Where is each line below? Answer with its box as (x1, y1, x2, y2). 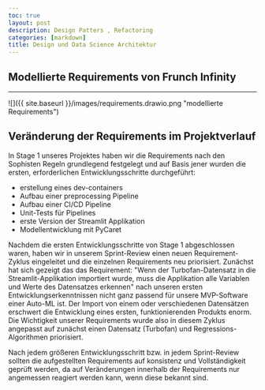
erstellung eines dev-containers (19, 182, 124, 192)
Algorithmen (8, 332, 49, 342)
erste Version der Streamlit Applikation (19, 216, 145, 226)
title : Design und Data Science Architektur (8, 41, 157, 49)
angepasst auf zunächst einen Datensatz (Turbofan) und (8, 324, 192, 333)
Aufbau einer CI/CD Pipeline (19, 199, 112, 209)
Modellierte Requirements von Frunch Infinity (8, 70, 237, 84)
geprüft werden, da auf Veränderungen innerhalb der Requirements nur (8, 364, 241, 373)
